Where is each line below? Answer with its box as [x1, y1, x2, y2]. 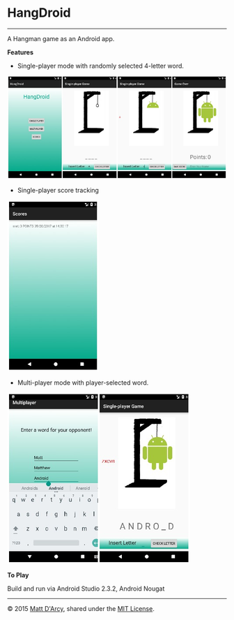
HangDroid [7, 5, 71, 21]
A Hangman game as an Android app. [7, 34, 115, 43]
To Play [7, 570, 29, 579]
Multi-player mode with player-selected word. [17, 378, 149, 387]
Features [7, 47, 33, 57]
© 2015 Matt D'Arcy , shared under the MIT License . [7, 604, 155, 612]
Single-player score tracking [17, 186, 100, 194]
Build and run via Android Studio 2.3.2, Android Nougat [7, 584, 165, 593]
